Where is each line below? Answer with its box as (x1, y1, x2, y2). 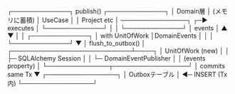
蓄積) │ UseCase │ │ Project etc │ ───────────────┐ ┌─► (19, 16, 208, 24)
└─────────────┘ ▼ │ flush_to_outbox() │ (7, 39, 146, 47)
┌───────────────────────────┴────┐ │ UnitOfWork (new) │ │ (7, 46, 230, 55)
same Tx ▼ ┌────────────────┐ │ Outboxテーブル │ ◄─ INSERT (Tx (7, 70, 228, 78)
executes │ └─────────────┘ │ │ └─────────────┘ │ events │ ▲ (7, 24, 228, 32)
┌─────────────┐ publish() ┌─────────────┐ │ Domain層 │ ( (7, 7, 216, 15)
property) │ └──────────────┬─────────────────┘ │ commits (7, 62, 226, 70)
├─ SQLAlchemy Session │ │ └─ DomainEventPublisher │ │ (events (7, 54, 206, 63)
